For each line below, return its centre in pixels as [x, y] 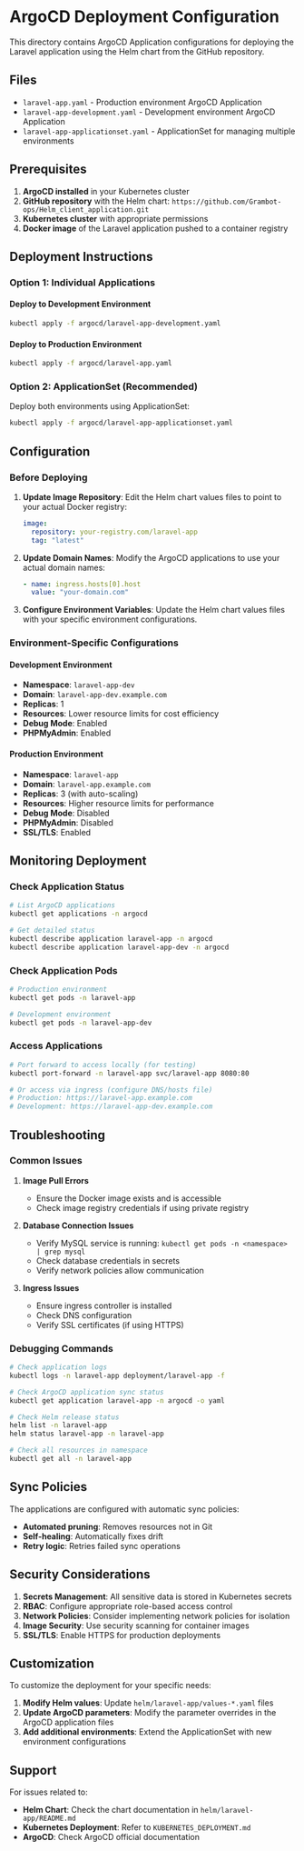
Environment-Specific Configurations [94, 643]
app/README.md [49, 1819]
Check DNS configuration [84, 1315]
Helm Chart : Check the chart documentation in [110, 1810]
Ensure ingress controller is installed [104, 1306]
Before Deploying [49, 477]
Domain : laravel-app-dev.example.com [95, 695]
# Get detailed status [52, 931]
